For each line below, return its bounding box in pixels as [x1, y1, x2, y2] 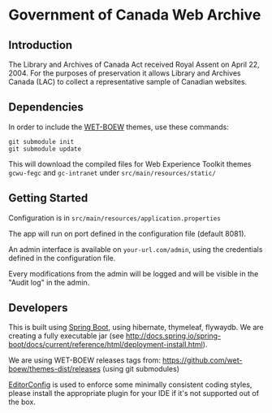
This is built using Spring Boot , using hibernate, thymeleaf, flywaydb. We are [8, 323, 264, 333]
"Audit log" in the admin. [8, 277, 90, 287]
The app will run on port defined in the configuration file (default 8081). [8, 228, 246, 238]
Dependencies [8, 100, 84, 115]
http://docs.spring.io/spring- [125, 331, 222, 341]
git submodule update [8, 145, 82, 153]
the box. [8, 397, 37, 407]
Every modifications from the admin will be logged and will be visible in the [8, 268, 259, 278]
